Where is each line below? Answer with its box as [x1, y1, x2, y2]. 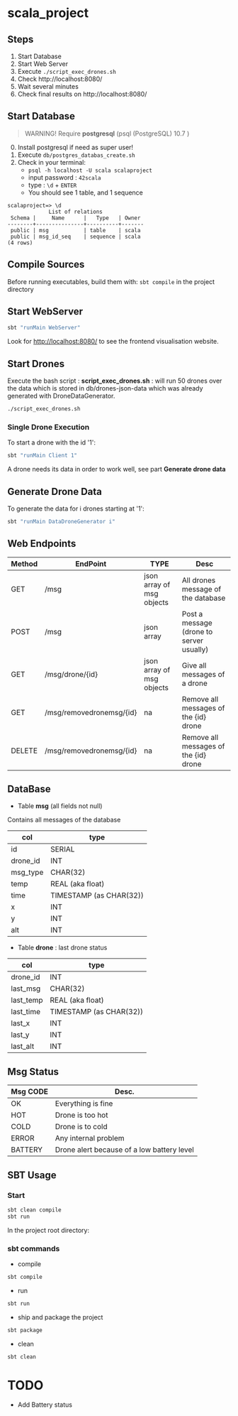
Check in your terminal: [17, 158, 86, 166]
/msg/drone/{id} [45, 669, 98, 679]
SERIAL [50, 844, 75, 854]
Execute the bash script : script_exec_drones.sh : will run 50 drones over [7, 376, 222, 385]
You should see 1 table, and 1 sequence [28, 188, 144, 197]
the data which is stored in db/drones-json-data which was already [7, 384, 203, 393]
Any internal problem [55, 1133, 125, 1143]
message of [181, 584, 222, 594]
